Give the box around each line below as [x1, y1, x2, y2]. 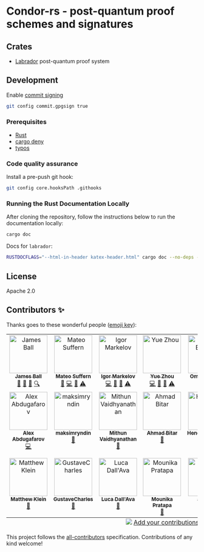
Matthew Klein [10, 495, 47, 503]
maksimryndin [55, 429, 91, 436]
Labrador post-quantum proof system [15, 58, 110, 65]
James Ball [15, 372, 42, 380]
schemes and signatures [6, 17, 134, 31]
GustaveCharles [53, 495, 93, 503]
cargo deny [15, 138, 44, 145]
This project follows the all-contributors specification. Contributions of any [6, 533, 193, 540]
